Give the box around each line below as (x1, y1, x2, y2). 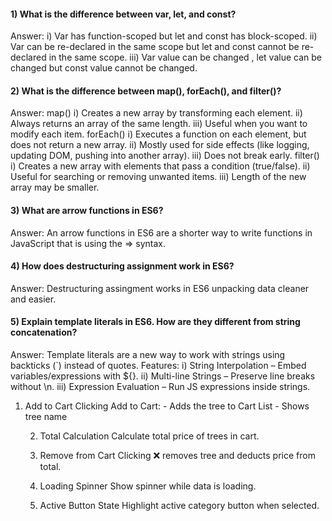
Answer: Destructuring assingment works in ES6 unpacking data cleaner (10, 282, 310, 294)
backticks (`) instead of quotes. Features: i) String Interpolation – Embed (10, 360, 307, 372)
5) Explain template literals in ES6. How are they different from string (10, 316, 301, 328)
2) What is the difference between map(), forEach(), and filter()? (10, 85, 282, 97)
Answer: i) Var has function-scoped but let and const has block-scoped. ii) (10, 30, 318, 42)
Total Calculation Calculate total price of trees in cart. (39, 430, 260, 442)
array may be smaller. (10, 181, 100, 194)
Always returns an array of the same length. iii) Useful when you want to (10, 118, 308, 130)
